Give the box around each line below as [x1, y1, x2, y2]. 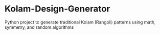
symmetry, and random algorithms [4, 24, 74, 30]
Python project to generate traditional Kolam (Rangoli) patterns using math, [4, 19, 156, 25]
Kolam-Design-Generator [4, 3, 111, 14]
